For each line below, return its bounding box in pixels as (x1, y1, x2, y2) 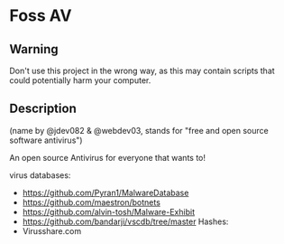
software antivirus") (9, 135, 83, 145)
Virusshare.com (22, 225, 82, 236)
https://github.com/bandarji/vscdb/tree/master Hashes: (22, 216, 229, 227)
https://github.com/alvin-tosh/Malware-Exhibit (22, 206, 196, 217)
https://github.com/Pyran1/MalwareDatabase (22, 187, 189, 198)
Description (9, 101, 77, 117)
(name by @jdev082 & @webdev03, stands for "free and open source (9, 125, 269, 136)
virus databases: (9, 169, 71, 181)
